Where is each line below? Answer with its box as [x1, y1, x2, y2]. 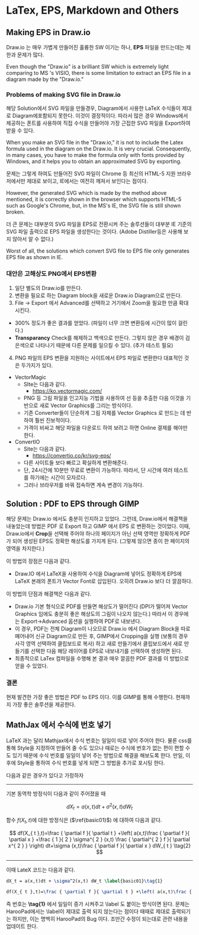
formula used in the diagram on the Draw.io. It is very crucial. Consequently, [6, 145, 191, 152]
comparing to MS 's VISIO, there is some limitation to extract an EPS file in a [6, 70, 191, 76]
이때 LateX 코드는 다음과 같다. [6, 866, 76, 873]
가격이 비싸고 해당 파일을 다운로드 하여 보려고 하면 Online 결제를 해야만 [23, 424, 188, 431]
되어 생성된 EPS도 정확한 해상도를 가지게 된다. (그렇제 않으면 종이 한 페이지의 [12, 537, 190, 544]
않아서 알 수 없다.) [12, 235, 54, 243]
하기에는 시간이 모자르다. [30, 474, 87, 481]
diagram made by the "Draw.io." [6, 75, 84, 83]
